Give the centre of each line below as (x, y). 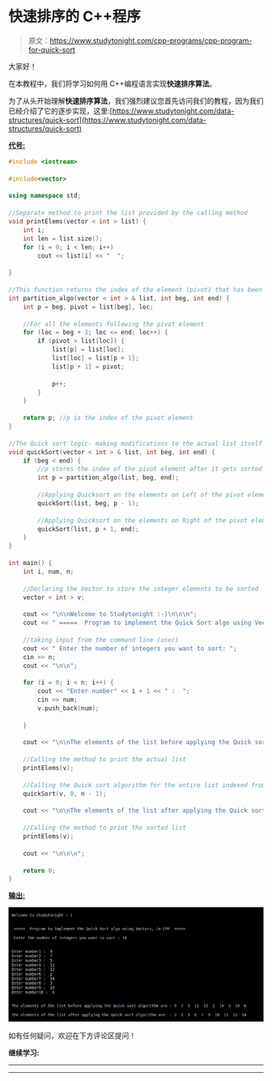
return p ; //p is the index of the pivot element (108, 418)
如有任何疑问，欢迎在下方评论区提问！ (72, 1035)
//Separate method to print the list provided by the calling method (128, 213)
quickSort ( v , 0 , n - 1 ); (65, 794)
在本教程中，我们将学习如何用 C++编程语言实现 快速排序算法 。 (113, 83)
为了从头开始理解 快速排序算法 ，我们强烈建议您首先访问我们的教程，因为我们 (136, 100)
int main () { (30, 564)
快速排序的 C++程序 (75, 17)
